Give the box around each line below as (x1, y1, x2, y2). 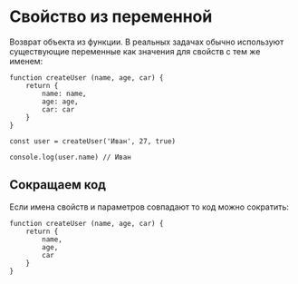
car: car (42, 104, 75, 114)
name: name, (42, 89, 88, 98)
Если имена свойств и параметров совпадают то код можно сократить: (9, 201, 290, 212)
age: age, (42, 97, 79, 106)
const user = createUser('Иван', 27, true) (9, 136, 177, 146)
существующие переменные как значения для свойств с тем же (9, 45, 261, 56)
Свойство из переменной (9, 6, 213, 27)
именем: (9, 55, 43, 66)
